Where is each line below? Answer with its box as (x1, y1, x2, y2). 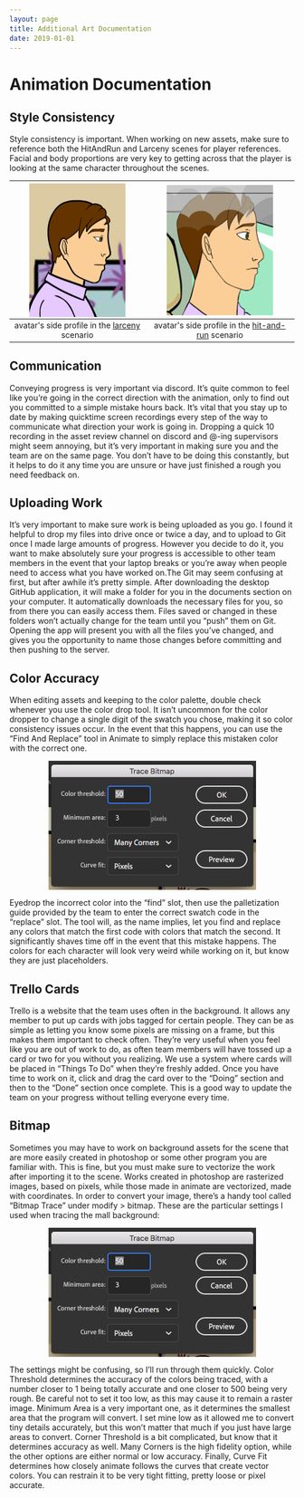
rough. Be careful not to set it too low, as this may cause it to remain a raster (9, 1393, 293, 1404)
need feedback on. (9, 469, 80, 480)
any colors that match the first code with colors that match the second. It (9, 927, 281, 937)
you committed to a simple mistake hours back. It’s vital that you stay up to (9, 401, 288, 412)
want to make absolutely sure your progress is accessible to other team (9, 548, 276, 559)
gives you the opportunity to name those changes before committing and (9, 635, 282, 646)
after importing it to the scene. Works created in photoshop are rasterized (9, 1171, 284, 1182)
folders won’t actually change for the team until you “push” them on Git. (9, 616, 277, 627)
